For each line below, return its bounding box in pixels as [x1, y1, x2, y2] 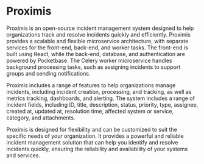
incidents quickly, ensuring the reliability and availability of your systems [6, 145, 188, 152]
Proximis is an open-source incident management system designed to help [6, 24, 194, 32]
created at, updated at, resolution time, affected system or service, [6, 107, 174, 115]
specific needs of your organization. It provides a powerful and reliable [6, 132, 184, 140]
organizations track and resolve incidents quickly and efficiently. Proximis [6, 30, 191, 38]
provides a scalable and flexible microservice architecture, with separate [6, 37, 189, 45]
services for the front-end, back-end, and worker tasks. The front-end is [6, 44, 188, 51]
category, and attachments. [6, 114, 76, 121]
